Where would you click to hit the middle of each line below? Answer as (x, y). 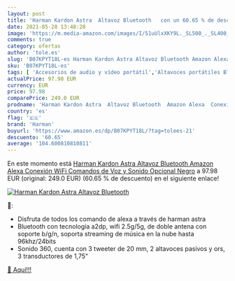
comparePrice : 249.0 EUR (43, 99)
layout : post (26, 14)
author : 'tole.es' (34, 53)
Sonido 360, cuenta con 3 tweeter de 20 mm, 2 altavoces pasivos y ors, (121, 249)
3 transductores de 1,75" (53, 257)
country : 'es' (28, 111)
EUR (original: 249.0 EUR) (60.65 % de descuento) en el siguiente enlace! (113, 178)
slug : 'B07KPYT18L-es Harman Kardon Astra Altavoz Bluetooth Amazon (109, 59)
